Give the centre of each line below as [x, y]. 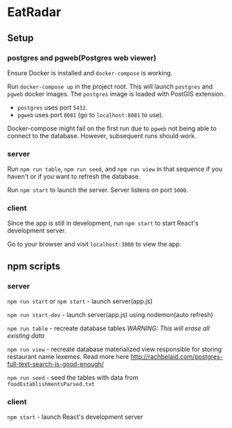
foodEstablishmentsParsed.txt [51, 385]
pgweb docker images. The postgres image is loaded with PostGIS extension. [116, 94]
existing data [26, 336]
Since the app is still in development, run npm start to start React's [103, 223]
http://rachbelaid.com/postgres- [177, 357]
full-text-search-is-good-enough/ [56, 364]
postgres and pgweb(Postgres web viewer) [82, 58]
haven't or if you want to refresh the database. [74, 177]
